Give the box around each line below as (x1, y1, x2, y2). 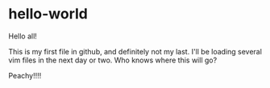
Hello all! (8, 31, 38, 41)
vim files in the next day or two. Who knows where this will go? (8, 55, 218, 65)
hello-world (8, 5, 89, 23)
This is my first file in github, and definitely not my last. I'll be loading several (8, 46, 262, 56)
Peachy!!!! (8, 70, 42, 80)
